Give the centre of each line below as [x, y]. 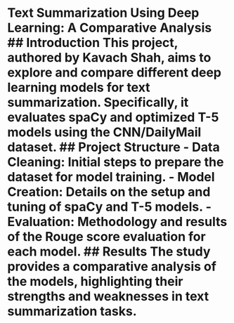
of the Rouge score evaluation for [106, 237]
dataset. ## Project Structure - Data [113, 147]
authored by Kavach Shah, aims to [109, 58]
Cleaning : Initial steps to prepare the [116, 162]
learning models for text [79, 87]
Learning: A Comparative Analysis [110, 28]
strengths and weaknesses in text [108, 297]
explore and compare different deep [114, 73]
